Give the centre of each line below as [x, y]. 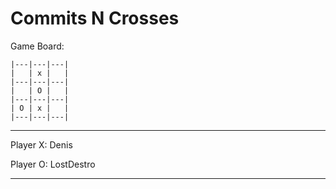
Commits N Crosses [95, 18]
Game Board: [37, 46]
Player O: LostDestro [53, 164]
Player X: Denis [41, 144]
